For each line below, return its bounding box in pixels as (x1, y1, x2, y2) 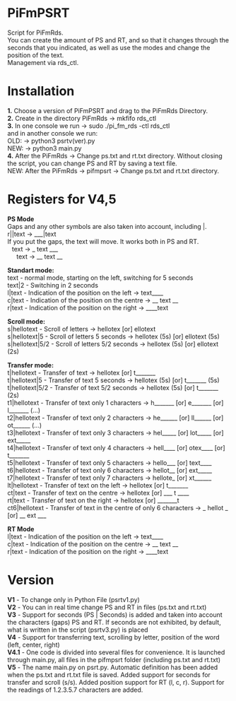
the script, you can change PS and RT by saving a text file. (7, 159, 178, 167)
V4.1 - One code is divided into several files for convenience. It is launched (7, 648, 225, 656)
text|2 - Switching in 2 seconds (7, 281, 99, 289)
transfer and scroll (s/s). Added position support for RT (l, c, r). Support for (7, 678, 225, 686)
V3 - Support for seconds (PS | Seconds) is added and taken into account (7, 610, 223, 619)
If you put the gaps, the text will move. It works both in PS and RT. (7, 237, 199, 245)
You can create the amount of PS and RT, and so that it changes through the (7, 35, 230, 44)
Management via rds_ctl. (7, 58, 79, 66)
